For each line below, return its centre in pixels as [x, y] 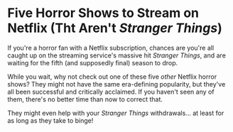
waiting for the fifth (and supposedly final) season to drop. [93, 62]
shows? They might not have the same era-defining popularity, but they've [116, 84]
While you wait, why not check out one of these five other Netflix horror [112, 77]
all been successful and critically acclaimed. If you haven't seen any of [111, 92]
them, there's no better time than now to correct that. [85, 99]
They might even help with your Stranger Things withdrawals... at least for [116, 113]
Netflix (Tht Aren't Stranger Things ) [115, 28]
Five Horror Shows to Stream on [103, 13]
